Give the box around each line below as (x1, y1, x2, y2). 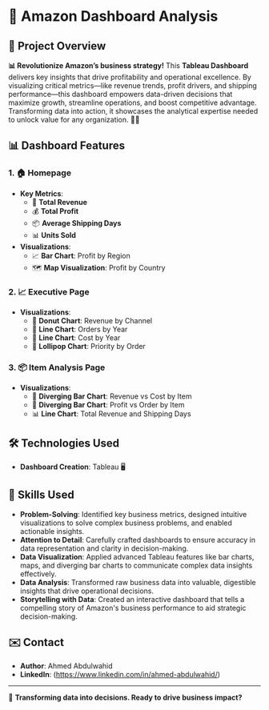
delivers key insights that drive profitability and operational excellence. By (8, 72, 252, 82)
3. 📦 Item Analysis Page (8, 362, 106, 373)
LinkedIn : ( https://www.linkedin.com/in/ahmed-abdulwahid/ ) (19, 669, 221, 679)
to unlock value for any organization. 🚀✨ (8, 115, 140, 124)
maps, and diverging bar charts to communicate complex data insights (19, 560, 253, 570)
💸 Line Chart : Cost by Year (31, 332, 121, 343)
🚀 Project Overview (8, 39, 106, 53)
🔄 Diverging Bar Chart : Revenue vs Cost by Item (31, 391, 192, 401)
